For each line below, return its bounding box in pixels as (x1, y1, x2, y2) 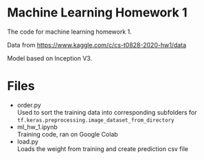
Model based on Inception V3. (7, 54, 93, 62)
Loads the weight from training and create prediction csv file (16, 144, 189, 152)
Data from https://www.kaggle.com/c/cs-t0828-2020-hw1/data (7, 41, 187, 49)
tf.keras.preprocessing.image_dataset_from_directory (16, 117, 174, 124)
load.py (16, 137, 39, 146)
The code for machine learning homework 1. (7, 27, 132, 36)
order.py (16, 101, 41, 109)
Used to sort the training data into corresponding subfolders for (16, 108, 197, 116)
